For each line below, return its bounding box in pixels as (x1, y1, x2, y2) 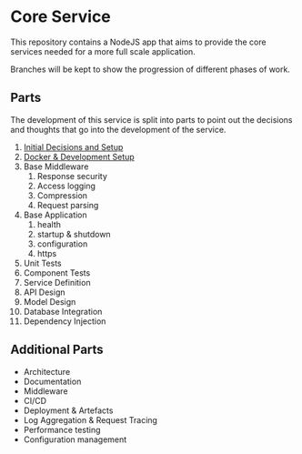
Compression (36, 189, 88, 201)
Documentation (23, 376, 82, 387)
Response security (36, 170, 108, 181)
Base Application (23, 209, 87, 220)
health (36, 218, 62, 229)
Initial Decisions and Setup (23, 141, 124, 152)
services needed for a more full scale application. (10, 45, 196, 56)
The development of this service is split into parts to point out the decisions (10, 114, 293, 125)
